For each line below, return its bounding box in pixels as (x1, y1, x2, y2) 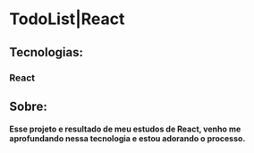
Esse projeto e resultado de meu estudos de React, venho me (9, 123, 241, 134)
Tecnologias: (9, 45, 83, 60)
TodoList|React (9, 9, 125, 30)
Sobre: (9, 98, 47, 114)
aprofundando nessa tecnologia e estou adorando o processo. (9, 133, 246, 144)
